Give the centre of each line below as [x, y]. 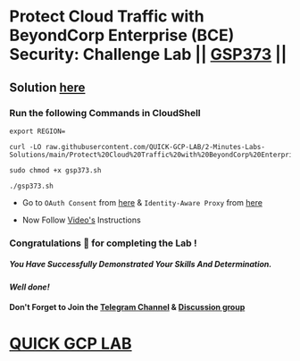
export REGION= [37, 131]
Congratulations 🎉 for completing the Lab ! [103, 243]
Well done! [30, 287]
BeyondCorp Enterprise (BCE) [122, 35]
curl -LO [25, 147]
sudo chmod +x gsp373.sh [55, 170]
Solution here [47, 87]
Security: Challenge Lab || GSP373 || [148, 55]
